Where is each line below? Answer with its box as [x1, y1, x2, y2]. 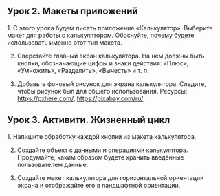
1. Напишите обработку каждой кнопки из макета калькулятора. [7, 132, 197, 140]
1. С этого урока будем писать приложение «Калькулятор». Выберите [7, 23, 213, 32]
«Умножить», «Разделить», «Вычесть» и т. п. [16, 66, 149, 74]
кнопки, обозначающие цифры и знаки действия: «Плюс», [16, 58, 189, 67]
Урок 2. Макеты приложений [7, 6, 139, 17]
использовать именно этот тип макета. [7, 38, 122, 47]
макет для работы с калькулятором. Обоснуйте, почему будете [7, 31, 195, 39]
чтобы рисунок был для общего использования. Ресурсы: [16, 87, 188, 95]
